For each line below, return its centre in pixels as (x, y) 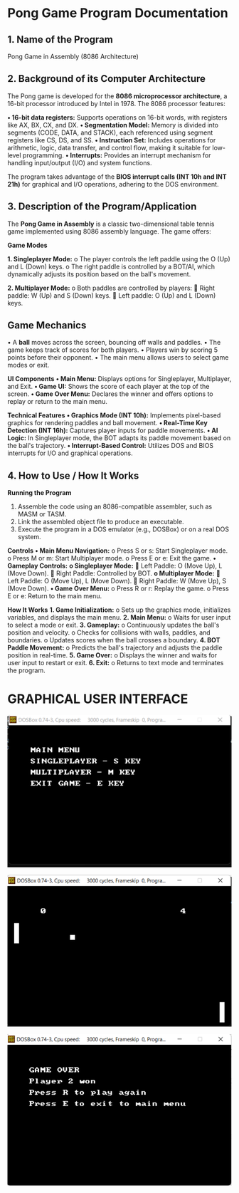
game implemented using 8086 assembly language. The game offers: (109, 231)
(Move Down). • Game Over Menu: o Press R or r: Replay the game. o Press (118, 588)
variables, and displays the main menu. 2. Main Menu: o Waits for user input (119, 618)
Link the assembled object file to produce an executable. (101, 522)
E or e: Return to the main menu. (55, 596)
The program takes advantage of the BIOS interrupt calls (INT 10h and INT (117, 177)
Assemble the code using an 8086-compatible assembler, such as (115, 506)
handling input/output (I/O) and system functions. (80, 162)
